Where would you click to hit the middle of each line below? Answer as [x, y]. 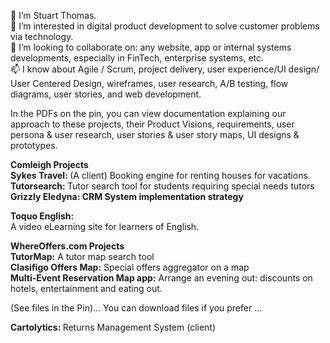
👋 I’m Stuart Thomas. [53, 15]
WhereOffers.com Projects [67, 246]
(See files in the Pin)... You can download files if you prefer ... [136, 308]
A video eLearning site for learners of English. [105, 226]
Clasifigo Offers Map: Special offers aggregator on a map [130, 267]
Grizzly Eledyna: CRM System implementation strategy [127, 196]
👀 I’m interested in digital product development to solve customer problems [165, 26]
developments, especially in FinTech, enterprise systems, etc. [137, 58]
